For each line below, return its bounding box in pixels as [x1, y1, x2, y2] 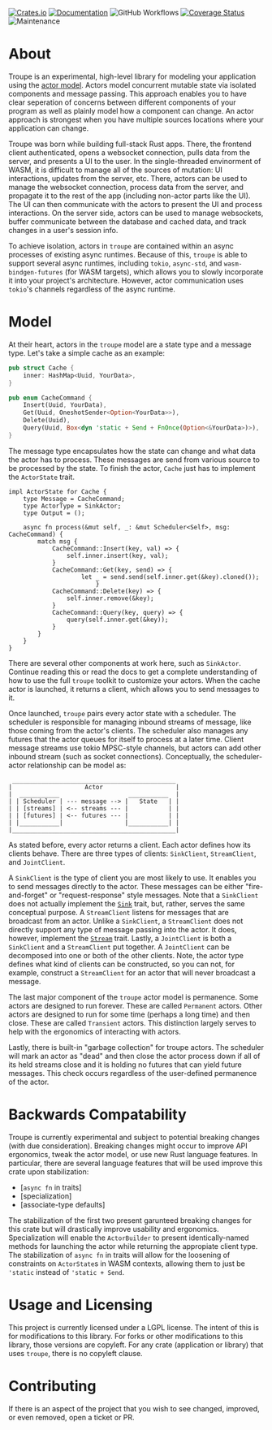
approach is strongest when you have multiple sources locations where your [8, 114, 264, 124]
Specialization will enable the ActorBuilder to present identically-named [8, 1233, 249, 1242]
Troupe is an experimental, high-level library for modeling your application [8, 71, 257, 81]
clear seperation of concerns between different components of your [8, 97, 237, 107]
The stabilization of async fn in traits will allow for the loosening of [8, 1250, 231, 1259]
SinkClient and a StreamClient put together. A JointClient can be [8, 942, 230, 952]
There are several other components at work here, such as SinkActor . [8, 658, 242, 667]
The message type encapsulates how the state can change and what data [8, 446, 256, 456]
